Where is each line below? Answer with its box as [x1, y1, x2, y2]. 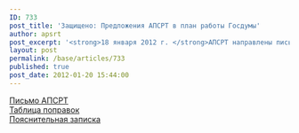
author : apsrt [9, 29, 62, 38]
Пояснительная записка [9, 113, 101, 124]
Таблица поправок [9, 104, 80, 115]
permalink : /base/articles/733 [9, 54, 125, 63]
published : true [9, 63, 69, 72]
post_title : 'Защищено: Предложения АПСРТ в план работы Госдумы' [9, 21, 261, 30]
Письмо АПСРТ [9, 95, 69, 106]
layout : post [9, 46, 58, 55]
